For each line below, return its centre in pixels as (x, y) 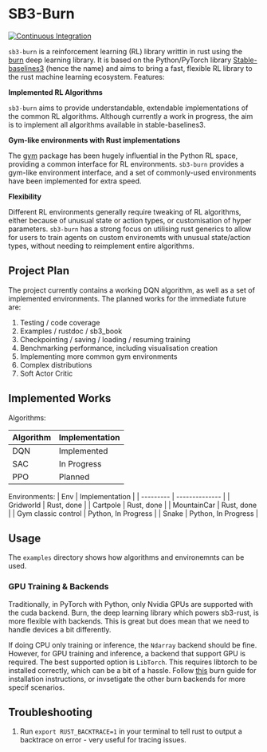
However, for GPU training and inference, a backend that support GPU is (127, 653)
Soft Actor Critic (46, 373)
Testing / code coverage (60, 322)
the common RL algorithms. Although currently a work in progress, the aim (131, 116)
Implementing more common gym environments (98, 356)
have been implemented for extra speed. (75, 181)
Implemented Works (60, 398)
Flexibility (25, 196)
